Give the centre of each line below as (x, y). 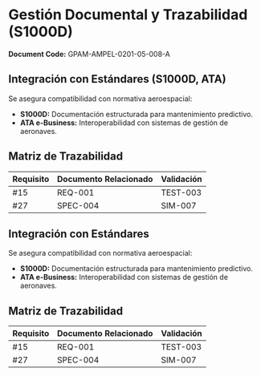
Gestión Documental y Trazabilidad (128, 15)
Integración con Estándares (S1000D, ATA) (117, 79)
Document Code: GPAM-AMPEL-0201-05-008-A (89, 54)
